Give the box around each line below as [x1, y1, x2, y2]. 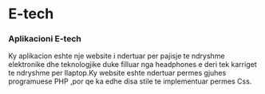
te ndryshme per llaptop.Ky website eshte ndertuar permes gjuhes [8, 69, 227, 78]
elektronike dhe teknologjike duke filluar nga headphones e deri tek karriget [8, 60, 257, 69]
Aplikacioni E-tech [8, 33, 81, 45]
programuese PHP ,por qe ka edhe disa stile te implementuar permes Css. [8, 76, 252, 86]
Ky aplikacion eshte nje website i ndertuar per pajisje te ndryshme [8, 51, 225, 61]
